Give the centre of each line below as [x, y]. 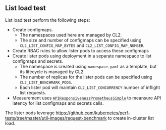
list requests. [33, 92]
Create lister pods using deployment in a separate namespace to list [82, 56]
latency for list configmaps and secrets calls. [58, 103]
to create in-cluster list [131, 118]
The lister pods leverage [30, 113]
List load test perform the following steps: [48, 20]
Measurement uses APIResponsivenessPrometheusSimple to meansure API [86, 98]
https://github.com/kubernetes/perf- [93, 113]
